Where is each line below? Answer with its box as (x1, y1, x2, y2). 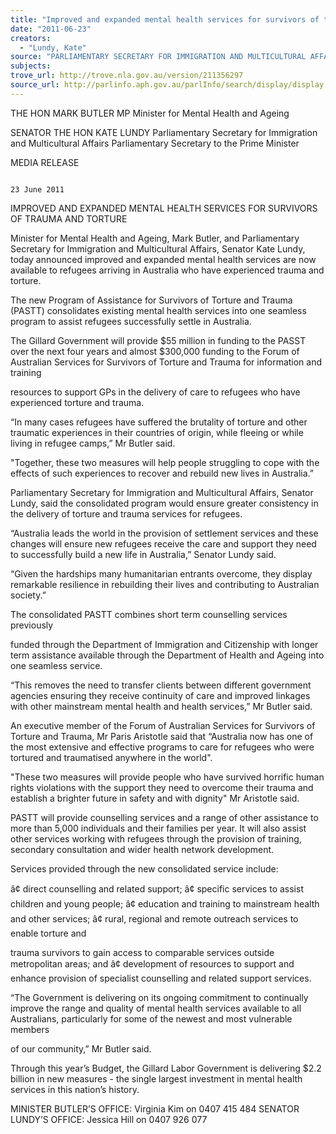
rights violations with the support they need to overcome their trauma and (10, 781, 314, 793)
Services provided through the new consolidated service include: (10, 862, 279, 875)
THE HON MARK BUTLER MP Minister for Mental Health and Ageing (10, 107, 290, 119)
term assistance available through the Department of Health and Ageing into (10, 649, 325, 661)
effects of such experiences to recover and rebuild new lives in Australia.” (10, 467, 315, 479)
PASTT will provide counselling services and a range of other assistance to (10, 811, 319, 823)
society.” (10, 589, 47, 601)
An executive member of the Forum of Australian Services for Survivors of (10, 719, 316, 731)
